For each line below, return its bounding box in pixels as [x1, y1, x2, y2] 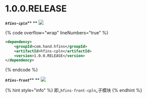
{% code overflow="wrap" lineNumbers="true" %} [5, 29, 109, 35]
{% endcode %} [5, 67, 38, 73]
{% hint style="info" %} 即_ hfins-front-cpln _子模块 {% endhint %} [5, 88, 143, 94]
